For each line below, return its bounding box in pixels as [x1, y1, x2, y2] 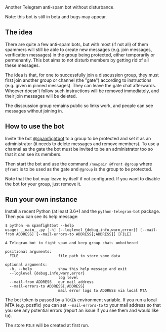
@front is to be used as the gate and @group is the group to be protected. [5, 166, 152, 172]
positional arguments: [5, 249, 52, 254]
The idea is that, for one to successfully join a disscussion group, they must [5, 72, 159, 78]
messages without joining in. [5, 108, 63, 113]
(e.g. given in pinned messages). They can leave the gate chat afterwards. [5, 82, 157, 88]
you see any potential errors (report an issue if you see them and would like [5, 307, 159, 314]
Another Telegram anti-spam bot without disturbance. [5, 4, 115, 10]
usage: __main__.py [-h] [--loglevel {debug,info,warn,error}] [5, 227, 138, 232]
